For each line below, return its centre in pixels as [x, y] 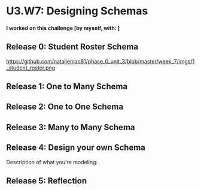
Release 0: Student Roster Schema [72, 47]
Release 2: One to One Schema [65, 107]
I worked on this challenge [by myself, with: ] [63, 28]
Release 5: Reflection [47, 181]
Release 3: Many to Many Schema [71, 127]
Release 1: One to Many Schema [67, 86]
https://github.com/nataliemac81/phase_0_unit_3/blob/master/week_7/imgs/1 [100, 61]
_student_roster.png [31, 68]
